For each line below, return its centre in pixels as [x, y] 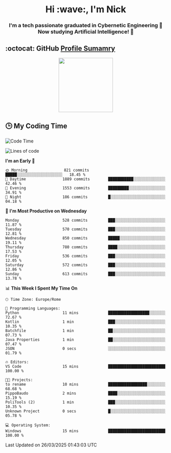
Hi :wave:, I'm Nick [86, 9]
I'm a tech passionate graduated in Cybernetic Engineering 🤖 [86, 26]
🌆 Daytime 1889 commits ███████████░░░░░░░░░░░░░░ [86, 179]
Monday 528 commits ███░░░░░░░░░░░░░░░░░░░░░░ [86, 220]
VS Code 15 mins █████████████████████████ [86, 366]
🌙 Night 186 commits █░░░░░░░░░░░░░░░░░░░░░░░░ [86, 197]
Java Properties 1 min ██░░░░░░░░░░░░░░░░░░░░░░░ [86, 340]
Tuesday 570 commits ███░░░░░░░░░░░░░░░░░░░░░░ [86, 229]
